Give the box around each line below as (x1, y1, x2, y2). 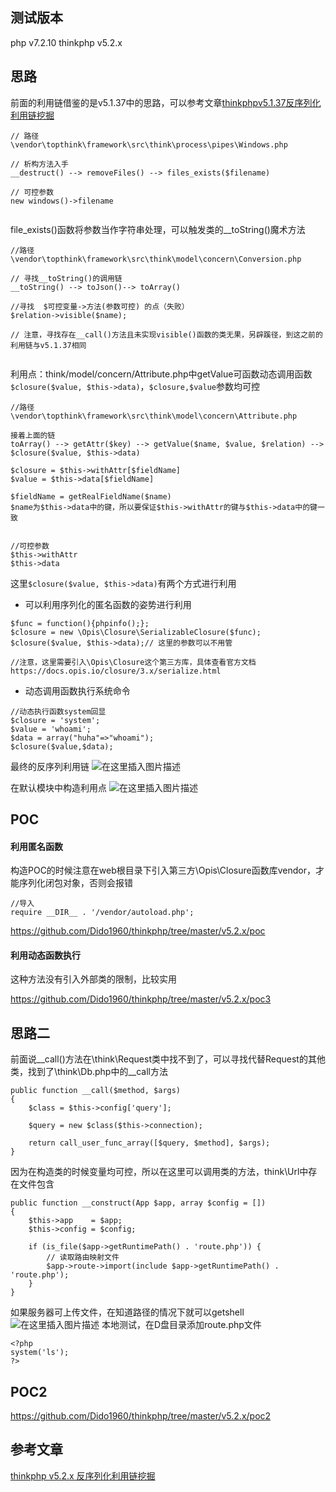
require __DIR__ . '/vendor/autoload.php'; (10, 908, 195, 918)
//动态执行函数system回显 (10, 706, 107, 717)
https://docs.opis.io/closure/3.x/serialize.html (10, 666, 222, 676)
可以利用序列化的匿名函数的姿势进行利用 (24, 598, 192, 610)
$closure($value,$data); (10, 741, 114, 752)
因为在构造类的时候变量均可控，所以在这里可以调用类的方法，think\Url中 (10, 1166, 309, 1178)
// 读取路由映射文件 (46, 1253, 120, 1263)
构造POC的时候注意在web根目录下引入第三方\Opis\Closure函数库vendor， (10, 864, 316, 877)
